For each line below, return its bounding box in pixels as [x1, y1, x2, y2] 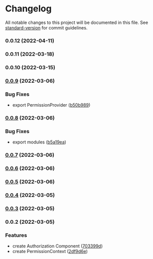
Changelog [5, 3, 52, 14]
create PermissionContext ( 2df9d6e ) [12, 248, 88, 254]
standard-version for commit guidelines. [5, 24, 88, 30]
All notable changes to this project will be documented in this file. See [5, 19, 149, 25]
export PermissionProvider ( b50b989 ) [12, 102, 91, 108]
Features [5, 232, 27, 239]
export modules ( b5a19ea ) [12, 139, 66, 145]
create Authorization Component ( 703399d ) [12, 243, 103, 249]
